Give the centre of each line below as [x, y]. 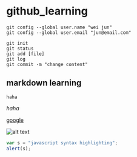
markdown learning [44, 83]
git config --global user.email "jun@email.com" [69, 32]
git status [20, 48]
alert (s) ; [19, 149]
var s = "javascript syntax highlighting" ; [62, 143]
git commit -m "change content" [47, 64]
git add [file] [25, 54]
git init [17, 43]
